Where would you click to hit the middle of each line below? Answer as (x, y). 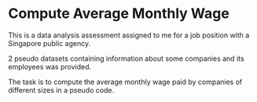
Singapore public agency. (50, 43)
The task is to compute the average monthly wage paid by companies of (125, 82)
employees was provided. (50, 66)
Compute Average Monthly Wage (119, 14)
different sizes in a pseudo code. (61, 90)
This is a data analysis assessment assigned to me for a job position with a (129, 35)
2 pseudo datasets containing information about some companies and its (127, 58)
